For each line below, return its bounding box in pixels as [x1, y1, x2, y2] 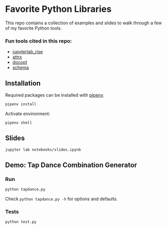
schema [12, 64, 29, 70]
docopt [12, 59, 27, 65]
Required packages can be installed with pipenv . [5, 92, 104, 98]
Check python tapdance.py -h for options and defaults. [5, 196, 118, 202]
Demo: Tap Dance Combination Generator [5, 161, 138, 169]
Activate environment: [5, 111, 51, 116]
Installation [5, 79, 41, 87]
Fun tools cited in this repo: [5, 37, 72, 44]
